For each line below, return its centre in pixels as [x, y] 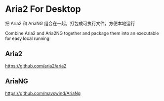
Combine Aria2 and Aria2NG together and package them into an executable [82, 33]
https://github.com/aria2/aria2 [36, 66]
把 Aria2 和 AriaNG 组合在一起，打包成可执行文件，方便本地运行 [70, 23]
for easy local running [27, 38]
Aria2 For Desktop [43, 9]
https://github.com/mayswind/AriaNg [43, 93]
